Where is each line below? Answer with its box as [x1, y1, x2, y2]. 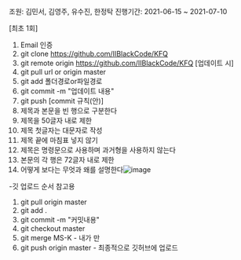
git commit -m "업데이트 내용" [20, 86, 115, 96]
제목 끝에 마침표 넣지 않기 [20, 136, 99, 145]
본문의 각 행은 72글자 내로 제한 [20, 156, 115, 164]
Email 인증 [20, 40, 53, 49]
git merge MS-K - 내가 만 [20, 233, 100, 242]
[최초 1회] [9, 24, 38, 33]
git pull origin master [20, 197, 87, 207]
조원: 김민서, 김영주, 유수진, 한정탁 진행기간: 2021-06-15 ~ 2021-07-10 [9, 7, 228, 16]
